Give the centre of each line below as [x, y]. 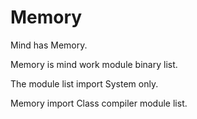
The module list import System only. [84, 83]
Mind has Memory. [49, 45]
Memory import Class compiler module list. [99, 103]
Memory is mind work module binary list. [94, 64]
